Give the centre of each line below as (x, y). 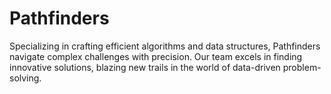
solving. (25, 78)
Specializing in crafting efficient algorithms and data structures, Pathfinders (165, 46)
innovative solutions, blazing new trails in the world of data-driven (145, 67)
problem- (302, 67)
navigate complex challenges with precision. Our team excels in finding (156, 56)
